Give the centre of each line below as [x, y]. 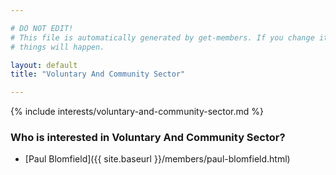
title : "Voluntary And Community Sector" [98, 74]
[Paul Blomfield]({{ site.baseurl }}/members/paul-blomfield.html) [157, 159]
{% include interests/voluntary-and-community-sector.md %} [137, 112]
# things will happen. [57, 47]
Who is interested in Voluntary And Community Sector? [148, 138]
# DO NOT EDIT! [42, 28]
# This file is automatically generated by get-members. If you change [162, 37]
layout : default [44, 65]
